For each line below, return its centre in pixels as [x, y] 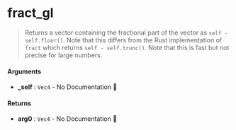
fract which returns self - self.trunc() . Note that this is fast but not [127, 47]
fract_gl [30, 13]
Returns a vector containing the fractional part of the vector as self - [126, 32]
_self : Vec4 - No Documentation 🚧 [67, 87]
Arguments [24, 71]
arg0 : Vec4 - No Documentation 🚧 [67, 119]
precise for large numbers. [63, 55]
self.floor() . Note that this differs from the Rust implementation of [123, 40]
